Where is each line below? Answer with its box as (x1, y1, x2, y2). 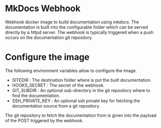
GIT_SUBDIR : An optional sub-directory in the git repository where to (12, 87, 150, 93)
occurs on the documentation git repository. (5, 35, 93, 40)
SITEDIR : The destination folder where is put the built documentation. (12, 77, 152, 83)
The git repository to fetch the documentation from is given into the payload (5, 112, 157, 118)
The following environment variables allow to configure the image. (5, 68, 137, 73)
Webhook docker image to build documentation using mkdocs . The (5, 19, 139, 25)
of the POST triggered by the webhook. (5, 117, 84, 123)
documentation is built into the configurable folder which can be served (5, 24, 148, 30)
